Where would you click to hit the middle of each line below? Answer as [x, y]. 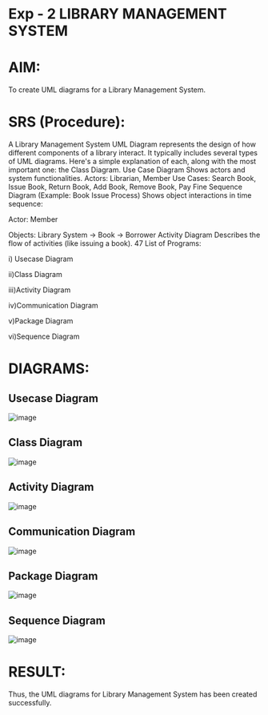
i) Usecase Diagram [41, 259]
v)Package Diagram [41, 321]
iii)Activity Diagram [40, 290]
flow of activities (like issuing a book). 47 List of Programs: [105, 243]
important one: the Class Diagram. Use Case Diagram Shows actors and [127, 170]
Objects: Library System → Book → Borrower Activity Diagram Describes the [134, 235]
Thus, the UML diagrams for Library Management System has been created [133, 694]
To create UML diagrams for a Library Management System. [107, 90]
